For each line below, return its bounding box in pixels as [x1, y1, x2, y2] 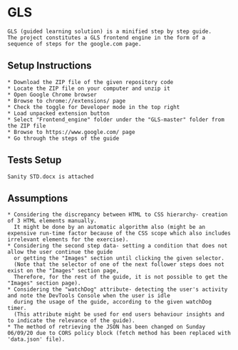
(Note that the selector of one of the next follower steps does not [14, 261, 224, 268]
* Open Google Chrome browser [7, 91, 98, 98]
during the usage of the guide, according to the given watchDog [14, 299, 212, 306]
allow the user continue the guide [7, 249, 113, 256]
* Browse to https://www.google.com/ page [7, 128, 135, 135]
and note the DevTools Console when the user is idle [7, 292, 171, 299]
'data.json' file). [7, 336, 66, 343]
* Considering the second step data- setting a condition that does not [7, 242, 228, 249]
